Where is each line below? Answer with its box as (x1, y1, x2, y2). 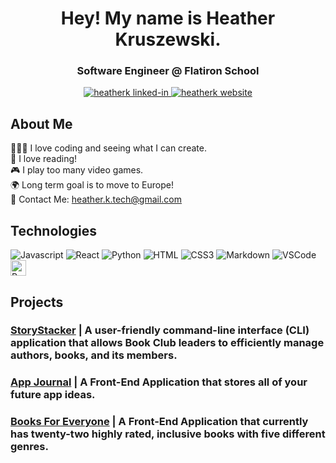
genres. (10, 440, 49, 454)
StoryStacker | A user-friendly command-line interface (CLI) (10, 323, 310, 337)
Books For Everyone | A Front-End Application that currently (10, 415, 309, 429)
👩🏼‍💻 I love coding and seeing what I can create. (10, 142, 207, 154)
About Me (10, 115, 73, 132)
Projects (10, 293, 64, 311)
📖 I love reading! (10, 153, 78, 165)
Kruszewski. (114, 28, 222, 51)
